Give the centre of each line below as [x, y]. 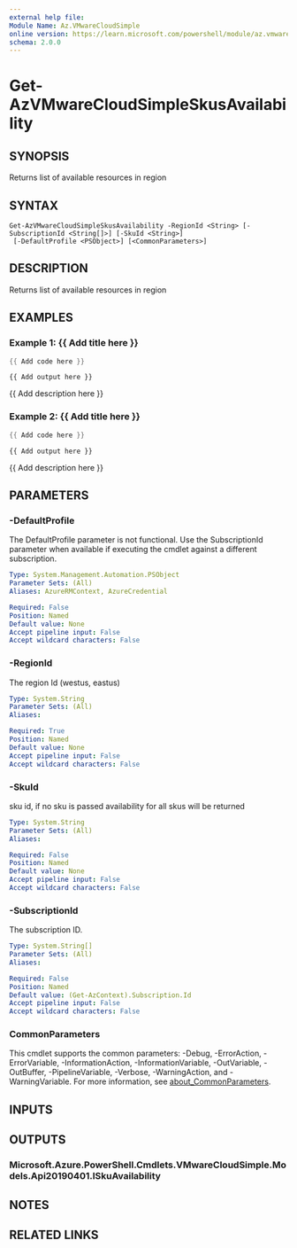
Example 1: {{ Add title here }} [74, 343]
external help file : [47, 17]
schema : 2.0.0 [35, 42]
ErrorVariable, [34, 1063]
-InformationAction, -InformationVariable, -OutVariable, [162, 1063]
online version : [39, 34]
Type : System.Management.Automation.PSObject [94, 575]
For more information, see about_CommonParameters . [172, 1081]
